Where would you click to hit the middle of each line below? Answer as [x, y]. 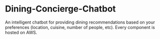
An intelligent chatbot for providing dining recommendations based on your [80, 22]
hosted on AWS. [21, 32]
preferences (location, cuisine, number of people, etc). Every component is [80, 27]
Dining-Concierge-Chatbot [61, 9]
